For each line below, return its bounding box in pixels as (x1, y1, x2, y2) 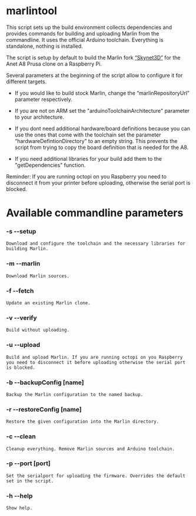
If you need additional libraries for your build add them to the (14, 155, 162, 162)
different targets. (6, 78, 47, 85)
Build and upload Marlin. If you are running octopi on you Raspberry (6, 354, 183, 360)
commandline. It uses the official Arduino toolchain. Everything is (6, 36, 164, 43)
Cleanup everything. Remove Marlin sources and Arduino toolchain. (6, 446, 175, 452)
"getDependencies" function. (14, 161, 86, 168)
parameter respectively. (14, 96, 72, 103)
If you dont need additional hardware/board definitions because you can (14, 125, 190, 132)
